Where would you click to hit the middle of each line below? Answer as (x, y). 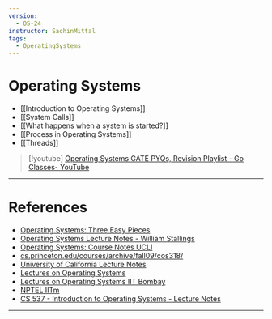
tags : (17, 38)
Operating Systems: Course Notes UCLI (86, 247)
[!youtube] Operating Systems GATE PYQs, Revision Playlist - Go (136, 159)
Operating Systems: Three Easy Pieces (85, 230)
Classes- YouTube (59, 168)
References (48, 208)
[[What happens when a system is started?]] (94, 125)
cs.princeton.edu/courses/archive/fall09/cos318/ (102, 255)
